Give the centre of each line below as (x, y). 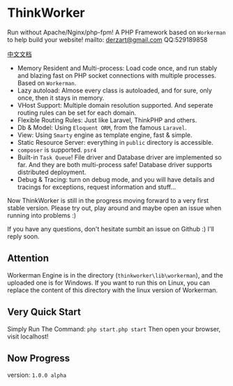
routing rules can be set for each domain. (77, 113)
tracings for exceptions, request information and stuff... (97, 187)
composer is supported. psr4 (57, 150)
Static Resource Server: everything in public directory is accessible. (115, 142)
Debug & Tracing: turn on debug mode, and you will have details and (116, 179)
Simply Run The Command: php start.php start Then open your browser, (114, 329)
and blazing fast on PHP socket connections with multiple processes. (116, 76)
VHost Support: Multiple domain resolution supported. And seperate (115, 105)
